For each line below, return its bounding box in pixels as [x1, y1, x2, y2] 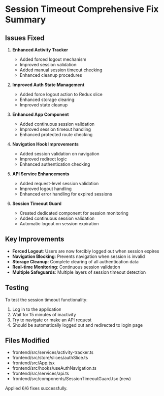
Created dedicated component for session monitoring [19, 210, 129, 216]
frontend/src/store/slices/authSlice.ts [12, 355, 88, 361]
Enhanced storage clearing [19, 97, 75, 102]
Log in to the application [12, 306, 62, 312]
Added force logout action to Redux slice [19, 92, 102, 97]
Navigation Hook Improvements [12, 141, 79, 147]
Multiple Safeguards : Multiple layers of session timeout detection [12, 269, 146, 275]
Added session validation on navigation [19, 151, 99, 156]
